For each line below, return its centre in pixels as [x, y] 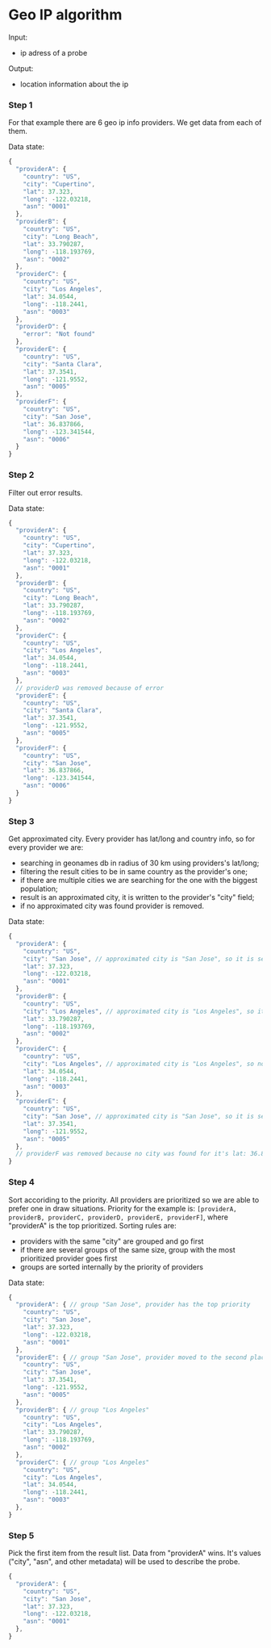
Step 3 [21, 821]
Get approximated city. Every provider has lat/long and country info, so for [132, 839]
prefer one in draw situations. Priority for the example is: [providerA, [123, 1208]
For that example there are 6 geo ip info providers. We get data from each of [135, 123]
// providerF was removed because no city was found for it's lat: [131, 1154]
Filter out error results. [46, 492]
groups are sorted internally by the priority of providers [112, 1267]
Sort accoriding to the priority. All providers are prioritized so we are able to [134, 1199]
